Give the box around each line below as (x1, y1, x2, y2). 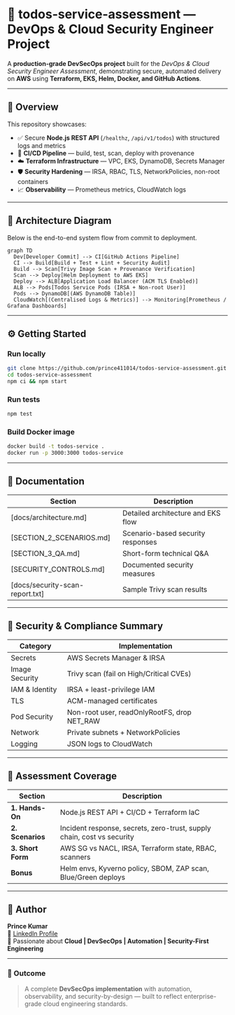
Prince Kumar (7, 922, 48, 931)
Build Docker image (7, 427, 75, 437)
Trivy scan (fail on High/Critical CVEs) (66, 668, 192, 678)
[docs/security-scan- (10, 580, 84, 590)
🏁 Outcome (7, 969, 46, 978)
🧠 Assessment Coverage (7, 770, 117, 782)
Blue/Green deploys (59, 872, 126, 882)
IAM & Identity (10, 684, 57, 694)
